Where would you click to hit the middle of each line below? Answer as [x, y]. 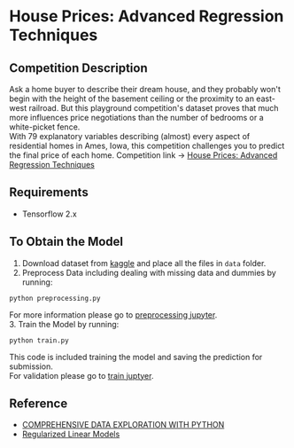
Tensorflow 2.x [49, 214]
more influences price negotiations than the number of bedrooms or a [136, 118]
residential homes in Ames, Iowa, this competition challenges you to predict [147, 145]
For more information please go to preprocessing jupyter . [113, 314]
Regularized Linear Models [71, 434]
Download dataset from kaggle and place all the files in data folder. [144, 263]
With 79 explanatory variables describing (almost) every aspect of [130, 136]
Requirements [49, 193]
